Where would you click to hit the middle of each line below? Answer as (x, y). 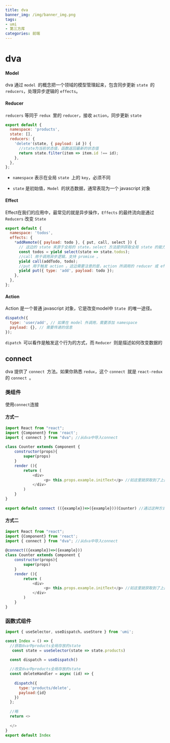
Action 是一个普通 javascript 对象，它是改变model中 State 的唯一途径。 (80, 308)
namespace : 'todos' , (31, 233)
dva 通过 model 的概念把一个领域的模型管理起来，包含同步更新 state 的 (80, 85)
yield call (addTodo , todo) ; (48, 261)
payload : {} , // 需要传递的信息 (41, 327)
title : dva (17, 10)
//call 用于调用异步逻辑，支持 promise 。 (59, 256)
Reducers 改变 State (26, 218)
